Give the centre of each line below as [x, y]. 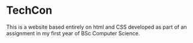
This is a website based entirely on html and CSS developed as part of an [96, 27]
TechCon [29, 10]
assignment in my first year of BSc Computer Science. [73, 33]
